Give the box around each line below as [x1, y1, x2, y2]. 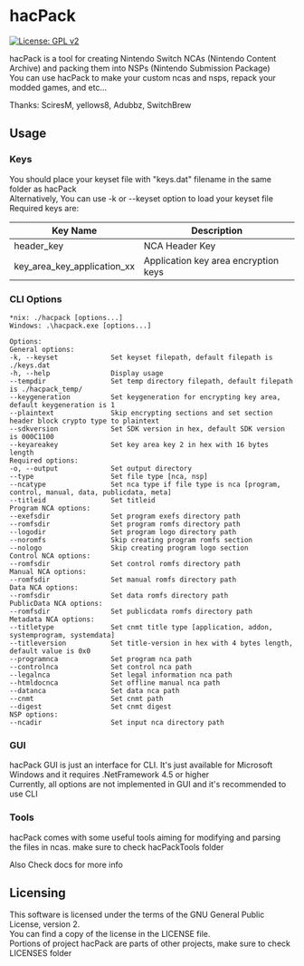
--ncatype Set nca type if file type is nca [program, [9, 480, 281, 489]
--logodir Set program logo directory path [9, 527, 237, 536]
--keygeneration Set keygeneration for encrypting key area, [9, 392, 281, 402]
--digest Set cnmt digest [9, 702, 172, 711]
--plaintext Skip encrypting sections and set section [9, 408, 273, 417]
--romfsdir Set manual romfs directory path [9, 575, 237, 584]
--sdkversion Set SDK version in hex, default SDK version [9, 424, 285, 434]
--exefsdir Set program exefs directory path [9, 512, 242, 521]
